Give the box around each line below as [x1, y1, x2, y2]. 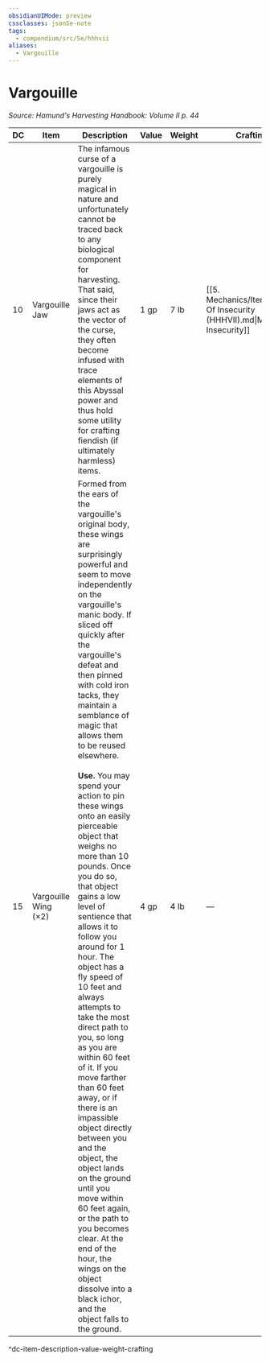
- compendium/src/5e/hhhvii [15, 34, 110, 43]
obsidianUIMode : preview [8, 11, 92, 20]
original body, [77, 518, 130, 530]
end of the [77, 1243, 117, 1254]
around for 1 [77, 941, 125, 952]
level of [77, 901, 106, 912]
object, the [77, 1152, 118, 1163]
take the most [77, 1011, 130, 1022]
